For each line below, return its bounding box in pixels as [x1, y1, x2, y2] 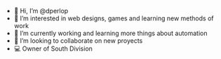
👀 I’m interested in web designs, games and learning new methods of [13, 14, 214, 22]
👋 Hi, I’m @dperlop [13, 7, 69, 15]
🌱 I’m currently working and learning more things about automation [13, 29, 208, 37]
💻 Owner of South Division [13, 44, 93, 53]
